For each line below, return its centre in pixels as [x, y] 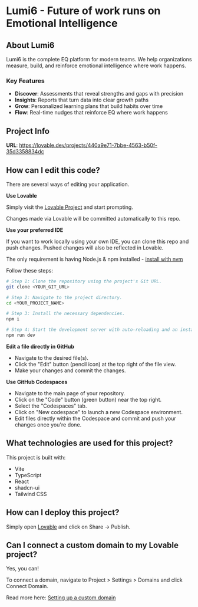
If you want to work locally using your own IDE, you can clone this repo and [98, 241]
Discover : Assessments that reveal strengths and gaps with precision [99, 94]
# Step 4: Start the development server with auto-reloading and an [92, 330]
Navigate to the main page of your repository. [70, 393]
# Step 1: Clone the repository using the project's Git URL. [84, 281]
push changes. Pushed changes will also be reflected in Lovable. [85, 247]
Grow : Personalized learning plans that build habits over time [89, 106]
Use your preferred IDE [35, 230]
